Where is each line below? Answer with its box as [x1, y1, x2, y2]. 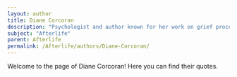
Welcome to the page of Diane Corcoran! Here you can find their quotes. [7, 62, 219, 70]
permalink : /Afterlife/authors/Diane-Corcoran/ [7, 43, 150, 50]
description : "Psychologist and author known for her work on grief [7, 23, 213, 30]
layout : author [7, 10, 52, 17]
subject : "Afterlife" [7, 29, 71, 37]
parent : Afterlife [7, 36, 61, 43]
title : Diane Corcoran [7, 17, 74, 24]
